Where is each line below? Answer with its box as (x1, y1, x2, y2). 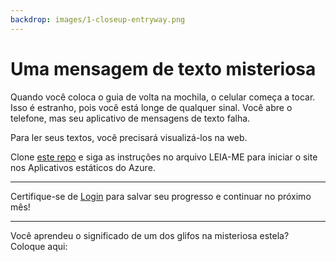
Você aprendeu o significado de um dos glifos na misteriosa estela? (10, 229, 290, 241)
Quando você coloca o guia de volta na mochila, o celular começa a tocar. (10, 91, 316, 103)
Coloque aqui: (10, 240, 68, 252)
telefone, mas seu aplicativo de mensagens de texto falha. (10, 112, 251, 124)
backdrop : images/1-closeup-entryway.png (10, 14, 186, 25)
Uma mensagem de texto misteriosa (10, 57, 317, 80)
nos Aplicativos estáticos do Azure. (10, 161, 156, 173)
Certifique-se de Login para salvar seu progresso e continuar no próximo (10, 190, 312, 202)
